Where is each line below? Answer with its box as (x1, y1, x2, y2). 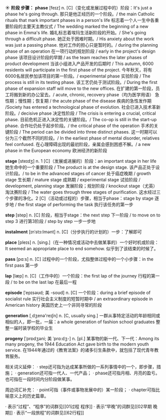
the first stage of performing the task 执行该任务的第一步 (17, 202, 134, 208)
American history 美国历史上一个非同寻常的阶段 (5, 302, 103, 308)
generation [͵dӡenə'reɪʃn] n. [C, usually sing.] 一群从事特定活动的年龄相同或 (5, 313, 160, 318)
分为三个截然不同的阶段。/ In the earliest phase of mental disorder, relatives (5, 135, 160, 141)
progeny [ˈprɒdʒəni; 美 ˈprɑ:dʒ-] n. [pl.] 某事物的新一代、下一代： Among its (5, 336, 160, 342)
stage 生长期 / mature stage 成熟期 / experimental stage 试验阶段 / (5, 177, 141, 183)
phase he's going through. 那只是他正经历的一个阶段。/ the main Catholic (5, 11, 155, 17)
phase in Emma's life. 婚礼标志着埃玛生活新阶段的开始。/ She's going (5, 30, 146, 35)
